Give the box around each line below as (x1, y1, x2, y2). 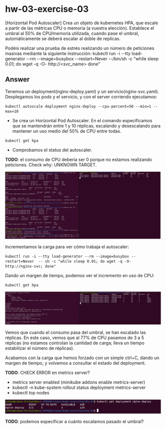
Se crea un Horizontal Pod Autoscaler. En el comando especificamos (12, 117, 153, 123)
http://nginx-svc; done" (5, 264, 56, 269)
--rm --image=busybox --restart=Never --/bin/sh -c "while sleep (26, 55, 159, 61)
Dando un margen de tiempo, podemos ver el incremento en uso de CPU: (5, 273, 155, 279)
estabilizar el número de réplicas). (5, 345, 75, 351)
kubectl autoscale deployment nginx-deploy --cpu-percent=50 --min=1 (5, 104, 152, 109)
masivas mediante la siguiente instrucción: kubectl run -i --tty (5, 50, 131, 56)
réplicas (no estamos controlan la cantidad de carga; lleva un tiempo (5, 340, 145, 346)
